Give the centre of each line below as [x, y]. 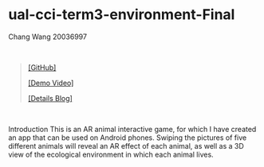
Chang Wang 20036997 [48, 37]
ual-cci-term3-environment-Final [122, 15]
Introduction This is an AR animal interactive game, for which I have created [132, 129]
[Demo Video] [51, 83]
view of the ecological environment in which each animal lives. [111, 154]
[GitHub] [42, 67]
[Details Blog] [50, 98]
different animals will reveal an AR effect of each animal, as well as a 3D [126, 146]
